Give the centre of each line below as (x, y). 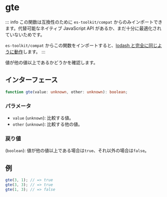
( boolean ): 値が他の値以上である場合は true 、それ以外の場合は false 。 (77, 150)
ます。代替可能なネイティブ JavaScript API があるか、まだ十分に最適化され (83, 28)
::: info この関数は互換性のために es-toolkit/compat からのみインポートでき (84, 22)
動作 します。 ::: (30, 52)
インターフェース (32, 80)
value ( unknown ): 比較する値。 (43, 117)
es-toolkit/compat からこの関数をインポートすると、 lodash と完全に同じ (81, 45)
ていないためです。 (25, 34)
